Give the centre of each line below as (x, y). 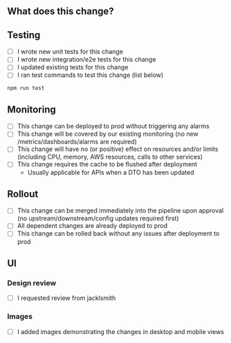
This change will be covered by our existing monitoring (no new (108, 134)
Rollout (23, 194)
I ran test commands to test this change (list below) (90, 75)
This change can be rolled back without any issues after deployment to (118, 234)
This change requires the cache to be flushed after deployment (107, 164)
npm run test (26, 88)
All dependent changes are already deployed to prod (92, 226)
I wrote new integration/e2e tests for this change (86, 60)
